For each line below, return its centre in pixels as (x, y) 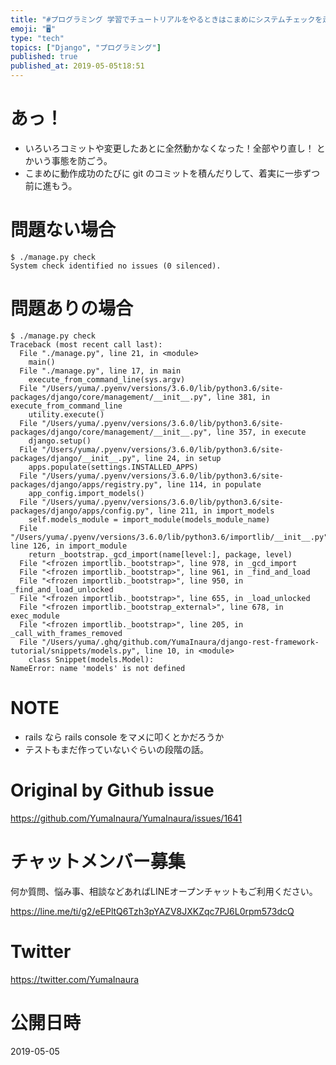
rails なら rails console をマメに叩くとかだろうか (124, 737)
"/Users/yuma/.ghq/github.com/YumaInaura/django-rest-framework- (180, 642)
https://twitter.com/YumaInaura (75, 979)
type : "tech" (37, 38)
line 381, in (243, 397)
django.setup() (60, 441)
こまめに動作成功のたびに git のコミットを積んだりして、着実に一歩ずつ (172, 173)
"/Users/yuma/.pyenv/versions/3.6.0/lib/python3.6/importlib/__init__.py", (171, 537)
